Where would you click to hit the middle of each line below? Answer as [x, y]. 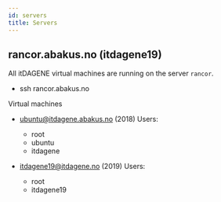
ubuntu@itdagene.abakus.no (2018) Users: [89, 119]
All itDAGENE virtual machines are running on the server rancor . [111, 73]
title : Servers [33, 23]
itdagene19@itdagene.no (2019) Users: [82, 167]
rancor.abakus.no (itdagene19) [85, 55]
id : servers [27, 15]
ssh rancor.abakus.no [54, 89]
